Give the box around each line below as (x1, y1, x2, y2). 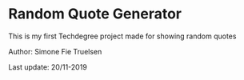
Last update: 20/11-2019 (8, 62, 88, 72)
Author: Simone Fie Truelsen (8, 46, 102, 56)
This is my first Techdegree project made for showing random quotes (8, 31, 237, 41)
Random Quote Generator (8, 5, 182, 23)
